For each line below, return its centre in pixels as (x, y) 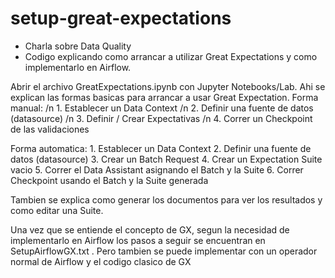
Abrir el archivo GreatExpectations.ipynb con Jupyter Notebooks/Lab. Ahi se (168, 86)
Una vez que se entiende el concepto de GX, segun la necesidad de (150, 229)
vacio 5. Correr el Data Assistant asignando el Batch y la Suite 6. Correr (157, 169)
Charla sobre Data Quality (78, 46)
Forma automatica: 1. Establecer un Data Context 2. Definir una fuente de (161, 148)
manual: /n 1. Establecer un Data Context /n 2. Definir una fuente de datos (162, 108)
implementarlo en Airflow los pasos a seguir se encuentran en (138, 240)
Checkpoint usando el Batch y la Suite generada (109, 180)
